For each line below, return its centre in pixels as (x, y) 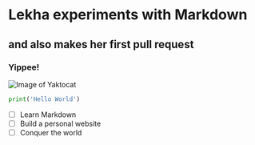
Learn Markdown (48, 115)
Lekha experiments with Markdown (128, 15)
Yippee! (24, 67)
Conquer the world (51, 132)
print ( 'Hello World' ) (44, 99)
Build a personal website (60, 123)
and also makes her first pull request (101, 44)
